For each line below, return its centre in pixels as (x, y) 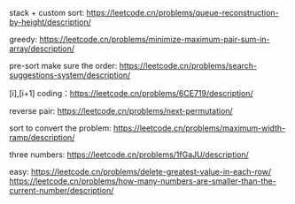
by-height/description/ (50, 22)
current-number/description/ (62, 190)
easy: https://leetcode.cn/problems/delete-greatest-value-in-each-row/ (140, 172)
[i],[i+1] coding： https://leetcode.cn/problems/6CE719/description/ (132, 93)
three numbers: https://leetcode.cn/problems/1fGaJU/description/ (129, 155)
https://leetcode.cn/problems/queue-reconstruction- (182, 13)
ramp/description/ (42, 137)
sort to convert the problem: (61, 128)
